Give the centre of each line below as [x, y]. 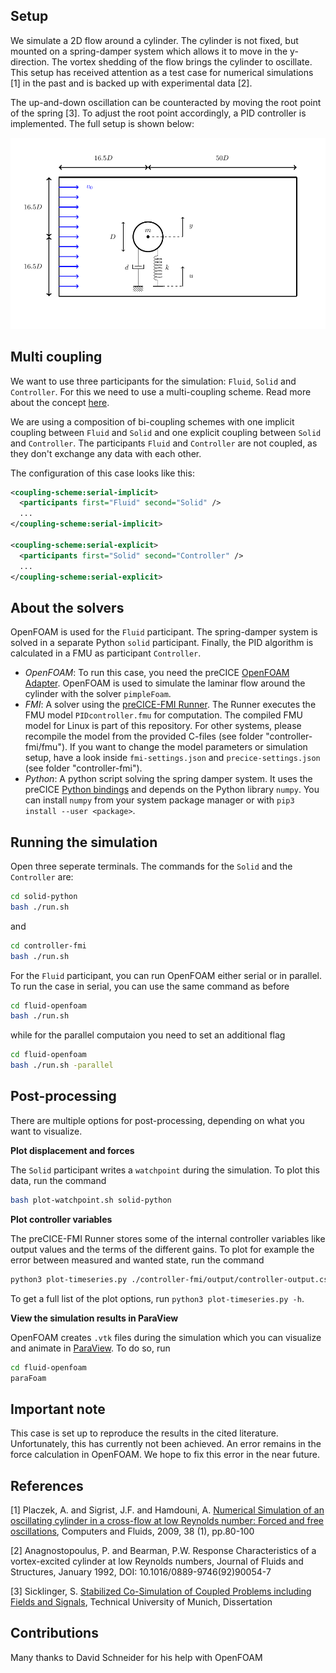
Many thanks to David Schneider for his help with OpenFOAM [136, 1657]
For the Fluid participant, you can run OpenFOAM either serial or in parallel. [166, 975]
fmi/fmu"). [46, 747]
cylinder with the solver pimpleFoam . [98, 694]
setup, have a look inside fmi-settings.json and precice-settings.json [172, 758]
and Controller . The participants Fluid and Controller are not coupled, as [164, 443]
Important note [58, 1409]
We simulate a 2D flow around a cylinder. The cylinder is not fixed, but [154, 40]
